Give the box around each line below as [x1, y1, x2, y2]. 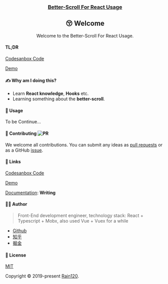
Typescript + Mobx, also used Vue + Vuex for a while [17, 218, 129, 224]
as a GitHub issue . [5, 147, 44, 153]
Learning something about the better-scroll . [12, 96, 105, 102]
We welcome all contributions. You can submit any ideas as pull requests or [5, 141, 163, 148]
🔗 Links [5, 159, 21, 165]
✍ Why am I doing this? [5, 77, 57, 83]
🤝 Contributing [5, 130, 37, 136]
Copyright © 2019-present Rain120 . [5, 273, 79, 279]
